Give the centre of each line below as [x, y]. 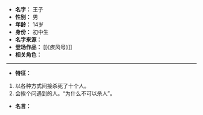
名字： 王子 [29, 9]
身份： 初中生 [32, 32]
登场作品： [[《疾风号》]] [43, 47]
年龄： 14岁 [29, 24]
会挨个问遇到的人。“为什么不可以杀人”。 [65, 93]
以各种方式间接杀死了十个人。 [52, 86]
